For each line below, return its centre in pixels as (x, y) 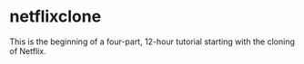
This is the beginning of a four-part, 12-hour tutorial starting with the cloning (152, 41)
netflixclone (56, 17)
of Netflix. (28, 50)
